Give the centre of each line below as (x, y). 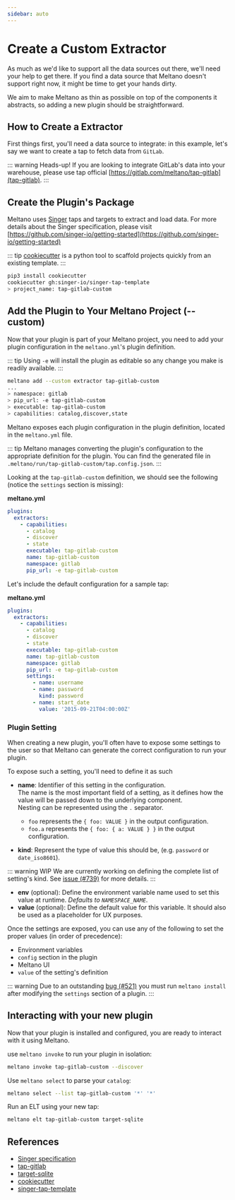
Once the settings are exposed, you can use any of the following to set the (115, 928)
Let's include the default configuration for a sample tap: (88, 584)
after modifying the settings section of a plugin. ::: (81, 993)
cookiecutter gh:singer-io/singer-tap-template (79, 283)
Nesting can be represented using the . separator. (90, 807)
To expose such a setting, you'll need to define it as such (90, 771)
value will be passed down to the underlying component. (100, 800)
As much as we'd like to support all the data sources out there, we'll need (114, 69)
